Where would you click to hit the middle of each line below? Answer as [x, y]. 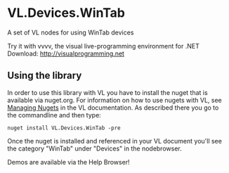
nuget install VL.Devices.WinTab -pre [64, 128]
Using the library [45, 76]
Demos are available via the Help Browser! [68, 162]
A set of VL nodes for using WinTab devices [71, 32]
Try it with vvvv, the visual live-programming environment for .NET [104, 46]
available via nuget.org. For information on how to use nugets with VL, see [115, 100]
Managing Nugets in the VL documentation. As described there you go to [113, 108]
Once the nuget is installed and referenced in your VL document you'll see [115, 141]
